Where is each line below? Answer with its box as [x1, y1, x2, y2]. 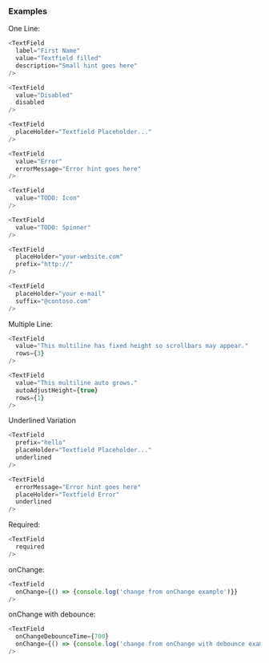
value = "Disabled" [15, 91, 74, 99]
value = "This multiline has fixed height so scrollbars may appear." [15, 342, 249, 350]
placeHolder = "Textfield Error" [15, 491, 120, 499]
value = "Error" [15, 157, 62, 165]
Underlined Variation [8, 415, 76, 426]
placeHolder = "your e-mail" [15, 289, 106, 297]
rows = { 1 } [15, 394, 45, 402]
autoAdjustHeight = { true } [15, 386, 98, 394]
